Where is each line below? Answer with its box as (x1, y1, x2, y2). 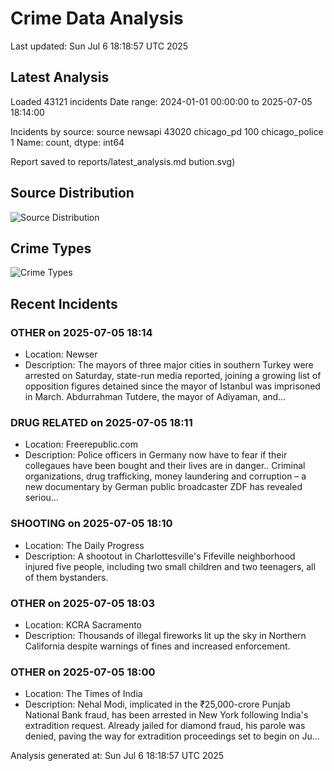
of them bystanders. (24, 571, 109, 583)
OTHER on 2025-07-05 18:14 (10, 325, 153, 339)
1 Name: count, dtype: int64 (10, 136, 125, 148)
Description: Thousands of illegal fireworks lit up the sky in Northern (24, 629, 307, 641)
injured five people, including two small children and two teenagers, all (24, 560, 316, 572)
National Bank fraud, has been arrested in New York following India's (24, 709, 309, 721)
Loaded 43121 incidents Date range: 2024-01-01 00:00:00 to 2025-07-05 (10, 95, 313, 107)
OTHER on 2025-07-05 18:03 (10, 596, 156, 610)
